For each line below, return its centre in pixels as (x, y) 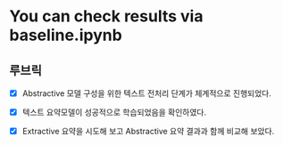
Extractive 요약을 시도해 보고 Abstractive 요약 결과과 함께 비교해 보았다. (148, 132)
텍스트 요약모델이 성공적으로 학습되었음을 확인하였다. (114, 112)
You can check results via (106, 16)
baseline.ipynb (66, 35)
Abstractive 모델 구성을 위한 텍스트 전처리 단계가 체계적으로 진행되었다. (147, 93)
